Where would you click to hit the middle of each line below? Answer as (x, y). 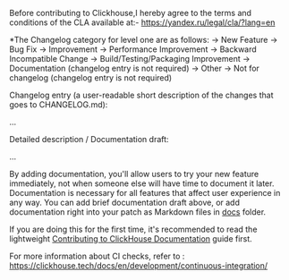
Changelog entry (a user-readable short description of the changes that (141, 95)
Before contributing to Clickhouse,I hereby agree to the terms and (131, 13)
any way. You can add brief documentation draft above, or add (124, 202)
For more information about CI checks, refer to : (97, 256)
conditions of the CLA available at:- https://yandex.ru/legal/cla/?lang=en (142, 22)
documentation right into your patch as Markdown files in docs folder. (138, 212)
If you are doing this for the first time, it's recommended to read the (133, 229)
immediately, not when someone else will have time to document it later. (142, 183)
